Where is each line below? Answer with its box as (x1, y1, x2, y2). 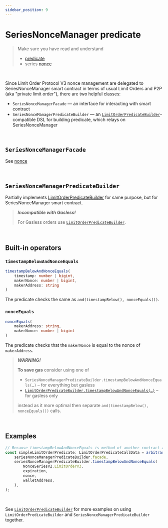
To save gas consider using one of (17, 367, 89, 373)
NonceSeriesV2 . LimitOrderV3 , (23, 464, 84, 469)
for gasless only (24, 392, 58, 399)
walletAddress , (23, 478, 55, 483)
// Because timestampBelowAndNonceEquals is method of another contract (5, 445, 160, 450)
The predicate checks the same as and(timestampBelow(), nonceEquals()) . (5, 297, 159, 303)
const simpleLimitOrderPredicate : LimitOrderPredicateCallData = (5, 450, 144, 455)
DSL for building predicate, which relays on (36, 116, 126, 122)
